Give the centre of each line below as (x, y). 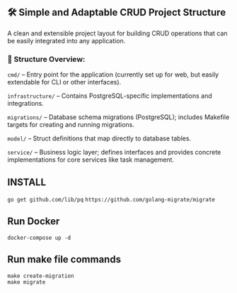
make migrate (27, 282)
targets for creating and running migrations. (71, 125)
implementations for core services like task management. (91, 160)
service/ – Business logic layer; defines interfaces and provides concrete (114, 153)
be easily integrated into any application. (67, 40)
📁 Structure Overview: (46, 59)
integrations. (26, 104)
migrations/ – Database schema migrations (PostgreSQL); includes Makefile (118, 117)
